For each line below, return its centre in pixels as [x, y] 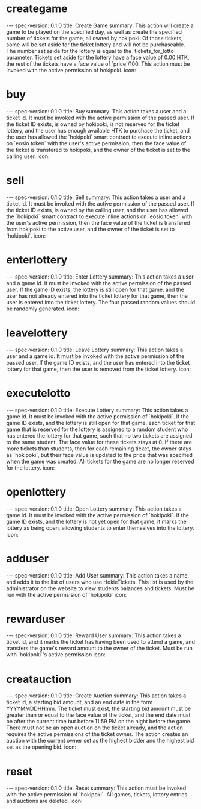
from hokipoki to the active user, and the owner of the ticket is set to [91, 229]
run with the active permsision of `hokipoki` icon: [67, 594]
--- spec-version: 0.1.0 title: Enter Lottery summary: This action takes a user [100, 277]
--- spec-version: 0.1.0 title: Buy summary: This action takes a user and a [96, 111]
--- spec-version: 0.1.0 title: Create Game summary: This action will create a [100, 25]
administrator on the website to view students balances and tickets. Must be [100, 588]
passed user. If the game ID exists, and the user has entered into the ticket [98, 362]
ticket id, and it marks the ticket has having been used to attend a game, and [100, 642]
